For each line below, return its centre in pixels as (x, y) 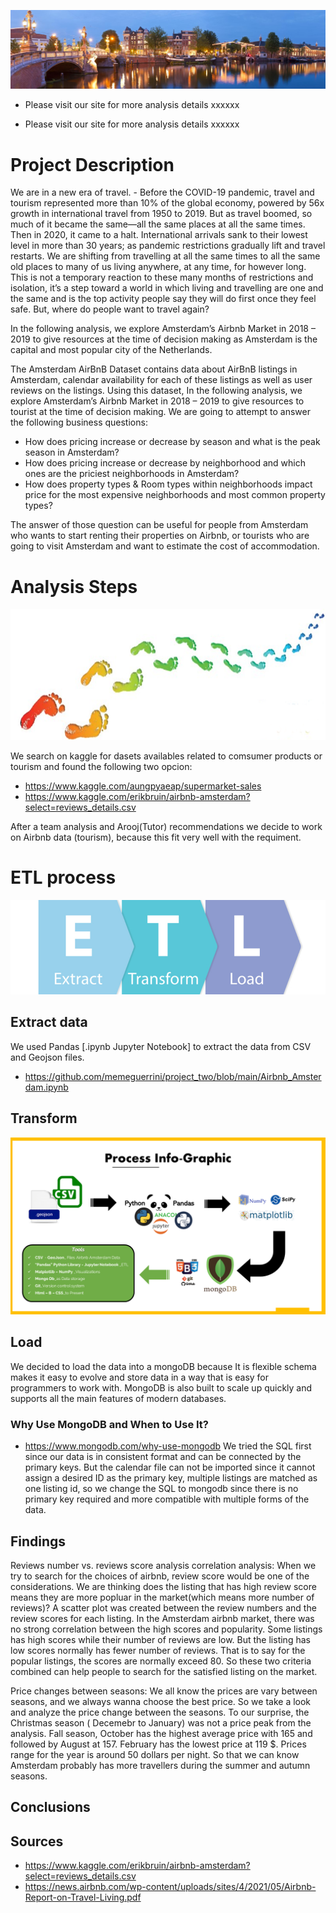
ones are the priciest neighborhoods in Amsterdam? (132, 474)
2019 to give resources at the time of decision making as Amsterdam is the (164, 339)
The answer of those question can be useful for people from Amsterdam (159, 525)
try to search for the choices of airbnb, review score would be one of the (160, 1576)
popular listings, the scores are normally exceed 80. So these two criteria (161, 1661)
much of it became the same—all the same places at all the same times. (158, 224)
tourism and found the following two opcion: (101, 766)
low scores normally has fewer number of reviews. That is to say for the (158, 1650)
